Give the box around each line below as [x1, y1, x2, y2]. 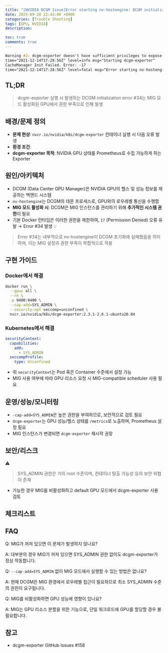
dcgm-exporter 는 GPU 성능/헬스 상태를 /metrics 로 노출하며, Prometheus [12, 418, 156, 424]
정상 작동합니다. [5, 558, 36, 564]
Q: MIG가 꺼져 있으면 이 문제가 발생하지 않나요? [5, 541, 98, 547]
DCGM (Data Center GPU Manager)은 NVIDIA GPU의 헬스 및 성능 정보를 [12, 185, 157, 191]
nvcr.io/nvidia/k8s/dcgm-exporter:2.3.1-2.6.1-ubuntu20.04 [9, 312, 135, 317]
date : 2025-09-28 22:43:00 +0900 [5, 12, 75, 17]
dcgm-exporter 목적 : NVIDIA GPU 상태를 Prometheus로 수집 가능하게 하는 [12, 150, 161, 156]
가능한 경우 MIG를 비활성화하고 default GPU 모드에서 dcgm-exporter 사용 [12, 487, 158, 493]
